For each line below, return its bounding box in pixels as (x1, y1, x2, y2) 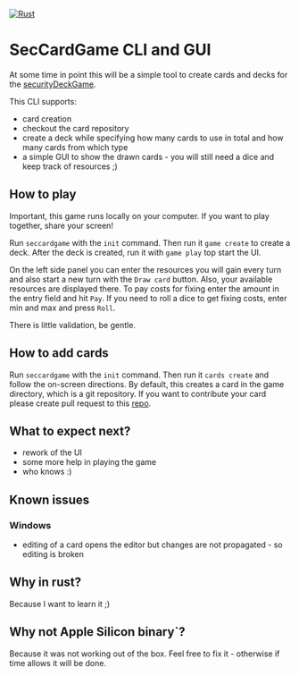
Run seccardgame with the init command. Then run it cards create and (9, 369, 270, 380)
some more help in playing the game (21, 457, 157, 468)
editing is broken (21, 549, 85, 560)
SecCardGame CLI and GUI (9, 40, 212, 60)
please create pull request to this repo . (9, 398, 152, 409)
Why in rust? (9, 575, 82, 590)
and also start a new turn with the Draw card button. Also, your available (9, 274, 273, 284)
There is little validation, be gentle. (9, 319, 137, 330)
